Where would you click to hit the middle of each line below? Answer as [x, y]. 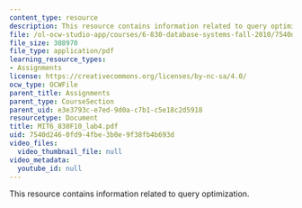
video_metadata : [40, 160]
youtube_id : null [50, 168]
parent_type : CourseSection [62, 101]
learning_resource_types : [58, 59]
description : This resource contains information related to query [138, 26]
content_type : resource [54, 18]
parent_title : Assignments [60, 93]
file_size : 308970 [44, 43]
